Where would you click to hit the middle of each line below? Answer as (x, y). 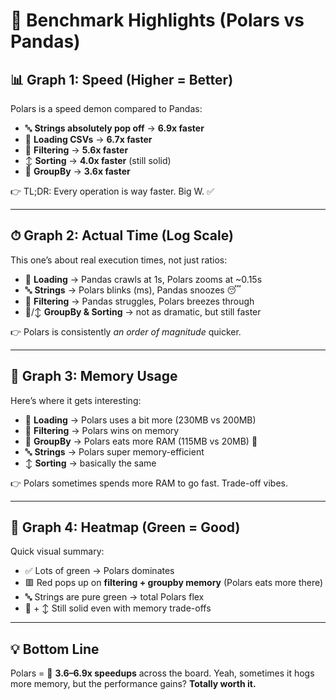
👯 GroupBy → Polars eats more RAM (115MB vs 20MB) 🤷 (141, 441)
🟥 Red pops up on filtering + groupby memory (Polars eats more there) (174, 583)
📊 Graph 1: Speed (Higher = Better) (122, 79)
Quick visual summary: (57, 551)
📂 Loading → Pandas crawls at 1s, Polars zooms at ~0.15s (143, 279)
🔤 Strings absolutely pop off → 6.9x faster (114, 128)
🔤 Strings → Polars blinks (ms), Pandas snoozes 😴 (133, 290)
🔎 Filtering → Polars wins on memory (102, 430)
